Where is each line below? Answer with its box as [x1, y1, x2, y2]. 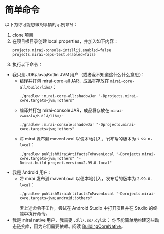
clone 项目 [12, 32, 33, 38]
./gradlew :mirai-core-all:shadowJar [19, 94, 97, 98]
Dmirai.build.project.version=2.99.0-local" [19, 160, 112, 165]
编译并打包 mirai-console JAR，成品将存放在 [19, 107, 110, 113]
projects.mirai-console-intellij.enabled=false [12, 47, 111, 53]
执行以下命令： [12, 61, 43, 67]
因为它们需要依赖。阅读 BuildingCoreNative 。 [33, 223, 126, 229]
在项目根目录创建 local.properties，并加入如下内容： [12, 38, 118, 44]
